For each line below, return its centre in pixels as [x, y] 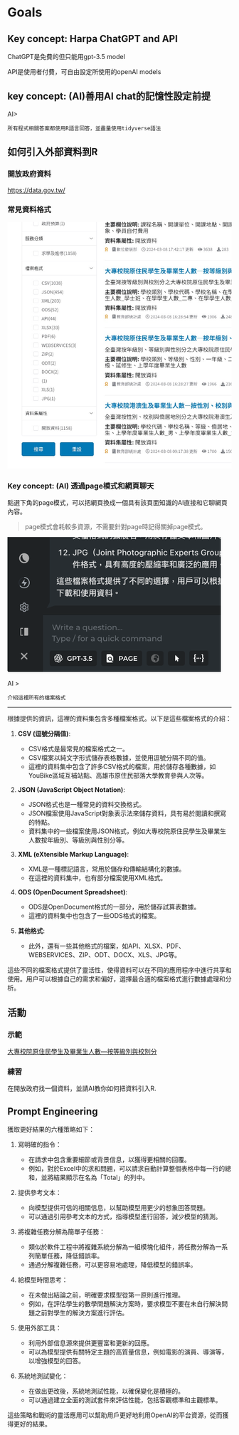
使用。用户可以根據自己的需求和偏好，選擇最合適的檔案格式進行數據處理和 [116, 979]
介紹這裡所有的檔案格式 [37, 698]
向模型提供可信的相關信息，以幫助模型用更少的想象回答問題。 [119, 1208]
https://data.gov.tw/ [36, 190]
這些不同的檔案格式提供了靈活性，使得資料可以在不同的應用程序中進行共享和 [119, 970]
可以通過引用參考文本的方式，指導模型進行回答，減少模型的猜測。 [125, 1217]
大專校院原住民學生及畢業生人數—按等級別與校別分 [82, 1052]
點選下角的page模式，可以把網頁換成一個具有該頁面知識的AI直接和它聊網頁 [117, 503]
